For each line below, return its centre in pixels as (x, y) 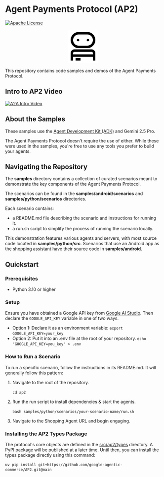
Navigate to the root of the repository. (51, 382)
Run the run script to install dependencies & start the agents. (74, 402)
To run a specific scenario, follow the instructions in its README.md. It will (81, 367)
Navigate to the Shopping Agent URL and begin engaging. (71, 421)
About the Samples (35, 119)
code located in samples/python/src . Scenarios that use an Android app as (82, 244)
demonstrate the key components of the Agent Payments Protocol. (73, 184)
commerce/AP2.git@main (28, 470)
